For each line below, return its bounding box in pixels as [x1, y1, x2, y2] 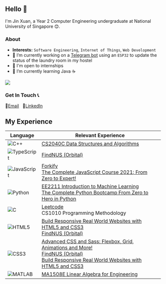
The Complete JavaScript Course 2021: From [41, 169, 148, 176]
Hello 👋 [5, 5, 28, 13]
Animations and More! [41, 244, 93, 251]
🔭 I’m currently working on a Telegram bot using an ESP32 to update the [12, 52, 157, 58]
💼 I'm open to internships [12, 63, 64, 69]
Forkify [41, 163, 58, 170]
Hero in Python [41, 195, 77, 202]
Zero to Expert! [41, 175, 77, 182]
